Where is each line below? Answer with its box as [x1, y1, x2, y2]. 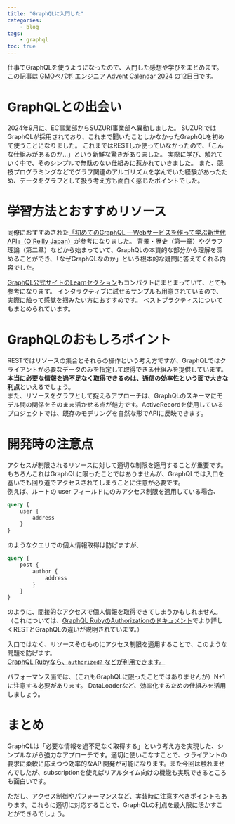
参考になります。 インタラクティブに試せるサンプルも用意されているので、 [7, 287, 223, 295]
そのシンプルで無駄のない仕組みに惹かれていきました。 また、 [37, 159, 217, 167]
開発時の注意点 [7, 436, 94, 452]
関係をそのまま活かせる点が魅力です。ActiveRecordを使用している [31, 400, 224, 408]
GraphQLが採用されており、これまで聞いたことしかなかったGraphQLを [7, 132, 213, 140]
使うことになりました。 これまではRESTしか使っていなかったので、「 [13, 141, 212, 150]
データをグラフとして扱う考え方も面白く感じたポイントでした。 [19, 176, 204, 185]
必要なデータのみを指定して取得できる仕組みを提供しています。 [43, 365, 227, 373]
